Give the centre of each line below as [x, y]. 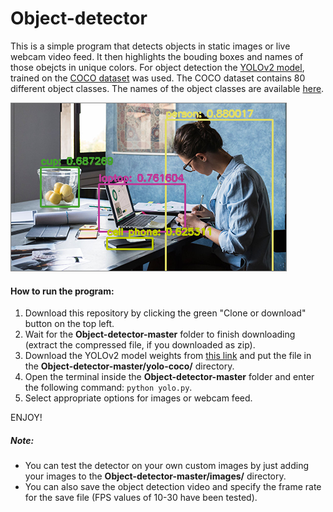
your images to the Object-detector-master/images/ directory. [155, 476]
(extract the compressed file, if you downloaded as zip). [140, 345]
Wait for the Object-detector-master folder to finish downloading [160, 334]
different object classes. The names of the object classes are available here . [167, 88]
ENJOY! [26, 418]
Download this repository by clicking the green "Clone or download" [165, 313]
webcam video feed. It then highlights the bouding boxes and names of [157, 56]
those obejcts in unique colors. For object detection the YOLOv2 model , [157, 67]
